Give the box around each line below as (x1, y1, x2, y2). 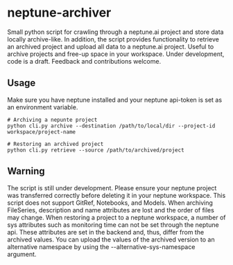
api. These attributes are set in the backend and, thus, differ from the (7, 228, 205, 236)
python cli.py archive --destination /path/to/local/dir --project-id (7, 122, 216, 129)
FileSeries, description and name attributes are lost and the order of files (7, 205, 215, 214)
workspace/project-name (7, 128, 76, 136)
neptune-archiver (7, 5, 112, 21)
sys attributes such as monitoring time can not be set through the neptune (7, 220, 220, 229)
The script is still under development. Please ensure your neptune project (7, 183, 217, 192)
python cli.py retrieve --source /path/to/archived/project (7, 147, 185, 154)
